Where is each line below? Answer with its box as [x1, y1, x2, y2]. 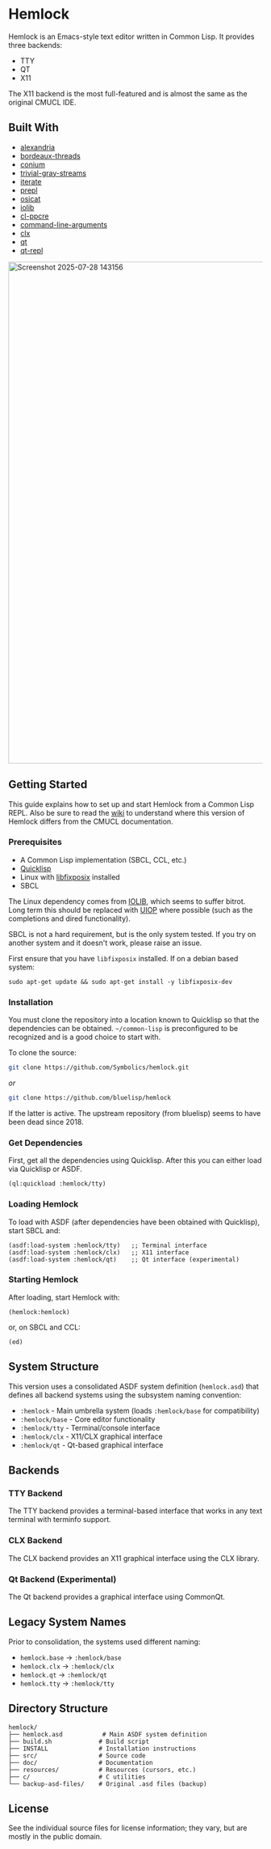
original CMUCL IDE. [8, 97, 77, 107]
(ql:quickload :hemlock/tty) [8, 1180, 106, 1188]
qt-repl [19, 245, 44, 255]
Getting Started [8, 778, 88, 791]
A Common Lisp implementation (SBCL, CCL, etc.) [19, 855, 187, 864]
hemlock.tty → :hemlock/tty [19, 1678, 115, 1688]
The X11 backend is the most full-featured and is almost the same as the [8, 88, 248, 98]
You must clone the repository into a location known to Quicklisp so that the [8, 1015, 260, 1024]
